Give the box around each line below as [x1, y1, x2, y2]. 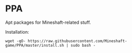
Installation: [5, 29, 29, 35]
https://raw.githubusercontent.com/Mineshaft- [27, 38, 127, 44]
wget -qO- [5, 38, 26, 44]
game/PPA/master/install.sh [5, 43, 64, 48]
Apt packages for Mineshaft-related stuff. [5, 19, 91, 25]
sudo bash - [70, 43, 96, 48]
